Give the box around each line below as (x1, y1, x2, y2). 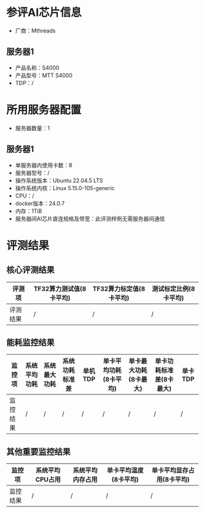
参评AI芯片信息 (6, 6, 82, 20)
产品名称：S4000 (15, 64, 60, 71)
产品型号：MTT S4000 (15, 72, 73, 79)
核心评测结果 (6, 265, 55, 275)
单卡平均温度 (106, 466, 144, 474)
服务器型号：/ (15, 169, 50, 176)
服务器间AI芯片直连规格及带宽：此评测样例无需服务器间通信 (15, 215, 165, 222)
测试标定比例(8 (151, 284, 195, 293)
